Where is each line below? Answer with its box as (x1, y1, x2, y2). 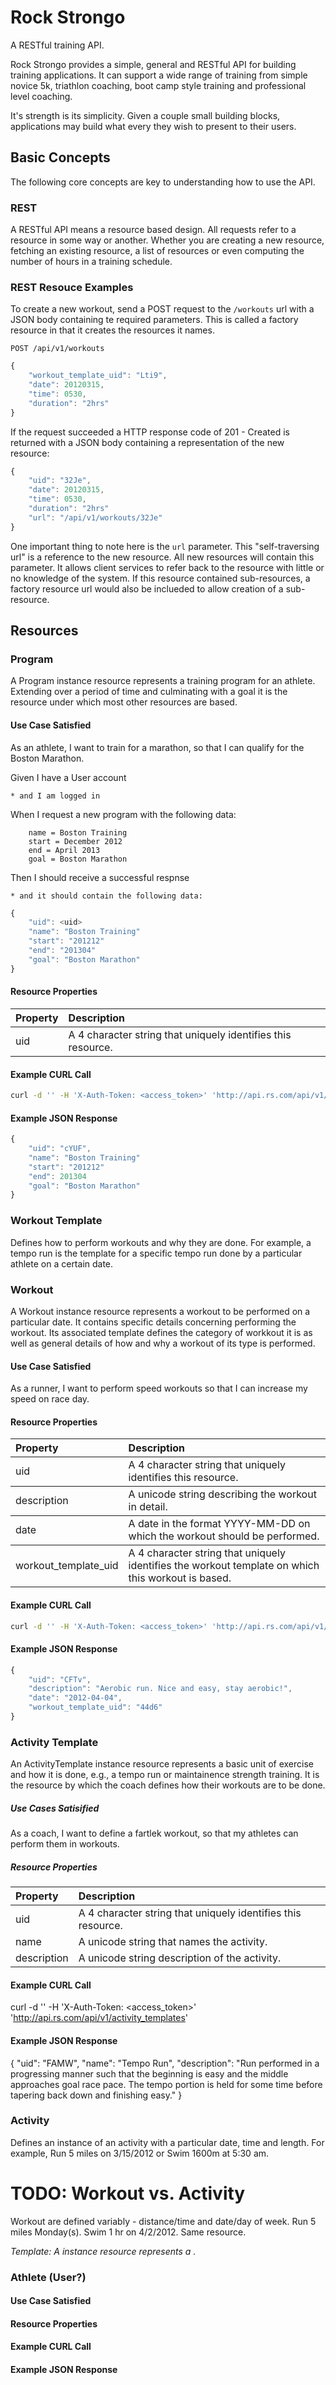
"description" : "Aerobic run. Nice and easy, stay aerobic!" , (28, 1684, 293, 1694)
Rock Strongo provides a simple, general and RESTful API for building (10, 58, 297, 70)
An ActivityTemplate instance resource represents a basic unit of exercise (10, 1758, 315, 1770)
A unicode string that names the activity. (78, 1935, 268, 1949)
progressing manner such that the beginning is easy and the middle (10, 2067, 289, 2080)
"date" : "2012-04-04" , (28, 1693, 123, 1703)
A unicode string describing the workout (128, 1487, 317, 1501)
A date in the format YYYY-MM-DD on (128, 1517, 311, 1531)
